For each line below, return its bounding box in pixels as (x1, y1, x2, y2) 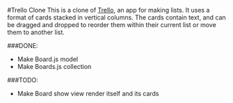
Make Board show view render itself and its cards (17, 90, 159, 97)
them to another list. (7, 28, 65, 36)
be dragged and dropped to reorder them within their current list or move (7, 21, 217, 29)
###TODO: (7, 76, 38, 84)
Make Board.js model (17, 55, 79, 63)
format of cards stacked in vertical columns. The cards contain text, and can (7, 13, 226, 22)
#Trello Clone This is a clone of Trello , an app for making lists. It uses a (7, 6, 210, 14)
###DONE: (7, 42, 38, 49)
